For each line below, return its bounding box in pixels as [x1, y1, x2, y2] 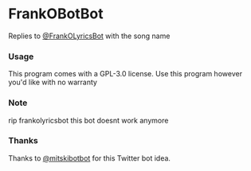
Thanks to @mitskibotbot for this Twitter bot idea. [8, 153, 171, 163]
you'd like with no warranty [8, 77, 98, 87]
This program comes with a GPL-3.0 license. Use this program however [8, 69, 243, 79]
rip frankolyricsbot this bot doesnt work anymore [8, 115, 169, 125]
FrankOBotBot [8, 5, 104, 23]
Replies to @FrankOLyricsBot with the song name [8, 31, 171, 41]
